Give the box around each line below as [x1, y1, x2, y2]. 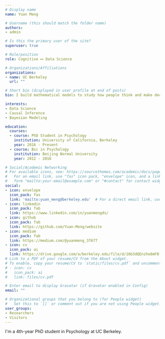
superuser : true [5, 43, 38, 48]
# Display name [5, 7, 36, 12]
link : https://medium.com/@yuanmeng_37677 [9, 238, 98, 243]
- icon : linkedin [5, 201, 41, 206]
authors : [5, 25, 23, 30]
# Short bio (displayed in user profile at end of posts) [5, 88, 126, 93]
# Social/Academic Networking [5, 165, 67, 170]
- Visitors [5, 315, 27, 320]
